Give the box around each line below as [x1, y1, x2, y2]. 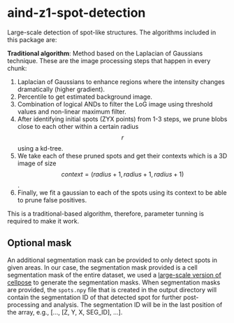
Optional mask [7, 237, 72, 249]
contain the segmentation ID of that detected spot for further [7, 293, 182, 301]
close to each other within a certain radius [17, 122, 139, 130]
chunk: [7, 64, 27, 72]
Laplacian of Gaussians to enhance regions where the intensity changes [17, 77, 225, 85]
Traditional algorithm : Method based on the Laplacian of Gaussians [7, 49, 203, 57]
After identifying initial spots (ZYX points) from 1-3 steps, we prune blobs [17, 114, 228, 123]
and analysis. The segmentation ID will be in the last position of [41, 300, 223, 309]
